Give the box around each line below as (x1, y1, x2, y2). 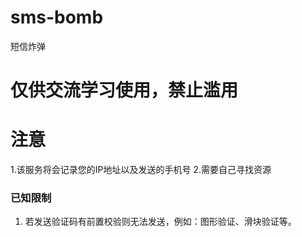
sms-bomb (10, 6, 104, 29)
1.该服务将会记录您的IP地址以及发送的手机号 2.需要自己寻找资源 (10, 164, 272, 176)
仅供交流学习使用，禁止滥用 (10, 79, 239, 102)
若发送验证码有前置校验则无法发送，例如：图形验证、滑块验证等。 (24, 216, 297, 228)
